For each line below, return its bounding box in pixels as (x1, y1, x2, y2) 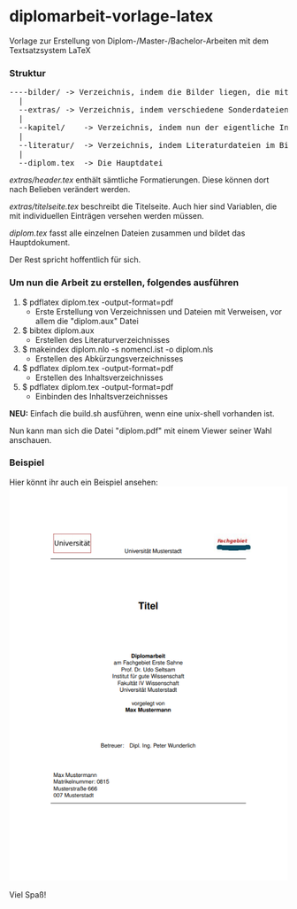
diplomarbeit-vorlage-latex (9, 6, 214, 27)
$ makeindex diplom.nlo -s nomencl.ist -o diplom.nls (21, 344, 214, 354)
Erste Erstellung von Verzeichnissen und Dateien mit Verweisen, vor (34, 306, 283, 316)
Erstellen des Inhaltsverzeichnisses (34, 372, 164, 383)
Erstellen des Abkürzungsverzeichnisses (34, 353, 184, 364)
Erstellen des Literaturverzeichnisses (34, 334, 171, 345)
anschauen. (9, 434, 52, 445)
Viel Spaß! (9, 890, 47, 900)
